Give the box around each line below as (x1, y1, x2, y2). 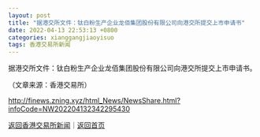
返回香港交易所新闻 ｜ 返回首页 (8, 120, 105, 130)
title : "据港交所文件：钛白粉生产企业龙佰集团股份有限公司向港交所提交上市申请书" (8, 19, 246, 27)
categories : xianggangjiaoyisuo (8, 33, 114, 42)
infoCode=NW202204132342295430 (8, 104, 130, 114)
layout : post (8, 11, 51, 20)
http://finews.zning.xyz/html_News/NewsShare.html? (8, 96, 181, 106)
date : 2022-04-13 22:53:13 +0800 (8, 26, 118, 34)
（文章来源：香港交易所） (8, 80, 91, 90)
